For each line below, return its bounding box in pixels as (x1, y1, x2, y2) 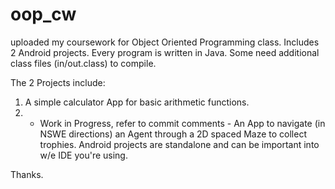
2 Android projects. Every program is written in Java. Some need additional (10, 46, 320, 58)
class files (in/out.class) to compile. (10, 57, 157, 69)
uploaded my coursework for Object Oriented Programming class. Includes (10, 36, 320, 48)
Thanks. (10, 168, 44, 180)
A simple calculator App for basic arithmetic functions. (24, 96, 250, 108)
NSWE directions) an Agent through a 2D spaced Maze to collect (39, 128, 307, 140)
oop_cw (10, 3, 77, 26)
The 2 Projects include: (10, 76, 106, 88)
